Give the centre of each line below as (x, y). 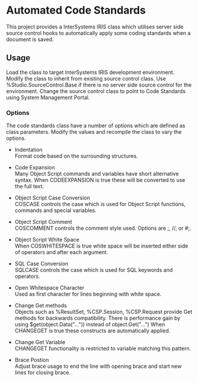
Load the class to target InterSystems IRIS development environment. (90, 72)
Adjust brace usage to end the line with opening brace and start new (98, 366)
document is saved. (30, 39)
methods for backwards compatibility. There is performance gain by (98, 318)
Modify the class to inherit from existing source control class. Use (86, 78)
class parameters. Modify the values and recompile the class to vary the (94, 132)
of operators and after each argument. (61, 252)
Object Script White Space (47, 240)
